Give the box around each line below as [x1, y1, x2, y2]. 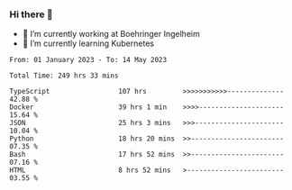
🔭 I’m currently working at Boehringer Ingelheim [22, 29, 200, 40]
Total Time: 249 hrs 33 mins [9, 71, 119, 80]
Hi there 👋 [9, 8, 54, 21]
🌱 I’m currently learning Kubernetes [22, 38, 155, 49]
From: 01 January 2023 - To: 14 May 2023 [9, 56, 168, 65]
